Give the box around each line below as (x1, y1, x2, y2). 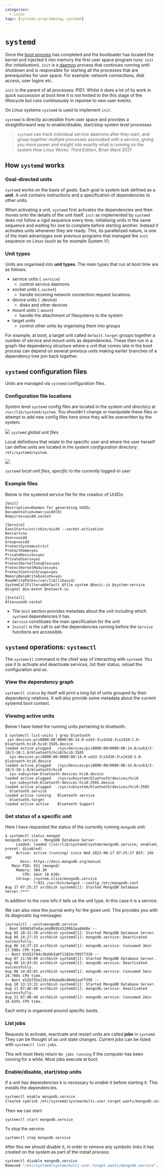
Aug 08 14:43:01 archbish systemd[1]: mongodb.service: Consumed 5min (5, 969, 152, 974)
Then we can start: (5, 1107, 43, 1113)
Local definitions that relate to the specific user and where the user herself (5, 439, 155, 445)
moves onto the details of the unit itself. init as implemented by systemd (5, 212, 150, 218)
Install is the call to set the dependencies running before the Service (12, 623, 153, 629)
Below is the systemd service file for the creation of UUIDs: (5, 491, 124, 497)
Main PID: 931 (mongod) (11, 863, 60, 868)
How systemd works (5, 161, 65, 169)
